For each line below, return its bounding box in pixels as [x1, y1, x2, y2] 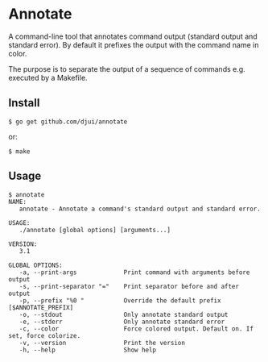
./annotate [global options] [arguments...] [19, 226, 171, 234]
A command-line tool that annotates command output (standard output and [8, 31, 258, 41]
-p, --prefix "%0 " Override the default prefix [19, 296, 221, 305]
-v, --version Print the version [19, 339, 185, 347]
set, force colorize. [8, 331, 81, 339]
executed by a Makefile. [8, 73, 88, 82]
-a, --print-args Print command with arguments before [19, 268, 250, 277]
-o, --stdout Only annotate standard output [19, 310, 229, 318]
